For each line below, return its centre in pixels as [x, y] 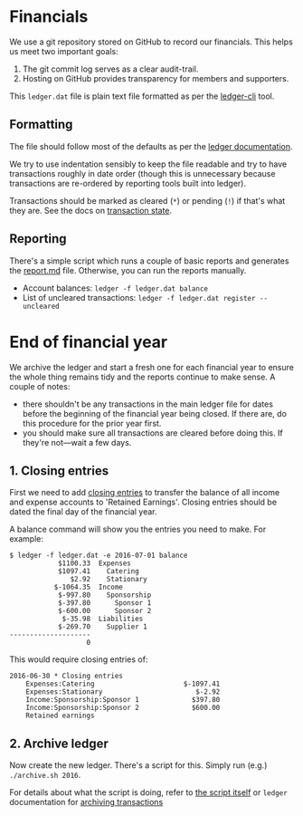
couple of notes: [40, 386]
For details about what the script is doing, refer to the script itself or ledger [148, 792]
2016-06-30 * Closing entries [66, 677]
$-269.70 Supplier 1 [102, 627]
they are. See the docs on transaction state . [91, 210]
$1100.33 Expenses [94, 563]
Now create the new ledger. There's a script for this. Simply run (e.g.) [138, 765]
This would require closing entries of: [79, 659]
